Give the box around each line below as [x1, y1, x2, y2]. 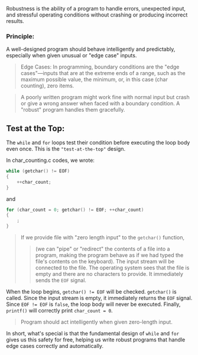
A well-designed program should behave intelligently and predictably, [6, 45, 176, 53]
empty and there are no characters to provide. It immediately [35, 271, 183, 278]
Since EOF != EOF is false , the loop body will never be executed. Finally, [6, 301, 181, 308]
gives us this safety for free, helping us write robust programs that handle [6, 336, 186, 343]
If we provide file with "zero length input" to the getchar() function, [20, 234, 185, 241]
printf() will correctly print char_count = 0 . [6, 307, 113, 314]
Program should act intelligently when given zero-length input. [20, 318, 173, 325]
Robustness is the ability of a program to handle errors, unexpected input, [6, 5, 186, 12]
